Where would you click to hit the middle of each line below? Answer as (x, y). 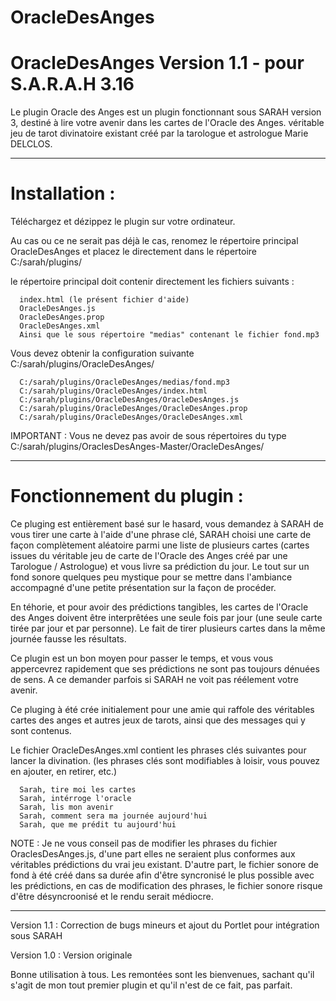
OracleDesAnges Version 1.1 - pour (157, 63)
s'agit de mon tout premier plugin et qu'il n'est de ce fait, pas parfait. (151, 985)
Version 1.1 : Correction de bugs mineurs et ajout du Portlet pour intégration (165, 925)
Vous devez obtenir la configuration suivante (102, 353)
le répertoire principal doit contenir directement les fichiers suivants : (152, 282)
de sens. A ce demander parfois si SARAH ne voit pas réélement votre (155, 679)
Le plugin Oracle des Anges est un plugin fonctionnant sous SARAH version (166, 112)
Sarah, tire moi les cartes (78, 790)
